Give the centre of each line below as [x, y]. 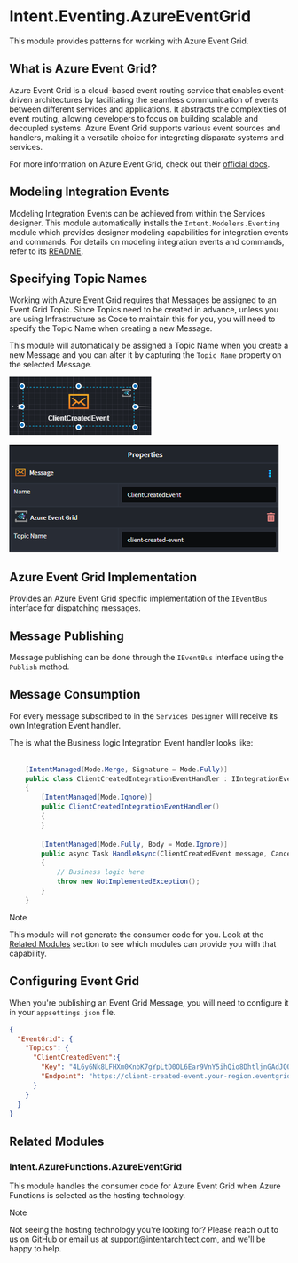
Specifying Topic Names [78, 278]
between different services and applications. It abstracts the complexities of [148, 109]
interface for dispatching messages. [75, 608]
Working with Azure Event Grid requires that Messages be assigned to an [143, 300]
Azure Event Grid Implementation [103, 577]
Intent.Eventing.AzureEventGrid [130, 16]
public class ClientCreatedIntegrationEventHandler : [126, 778]
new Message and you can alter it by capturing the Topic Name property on [145, 355]
